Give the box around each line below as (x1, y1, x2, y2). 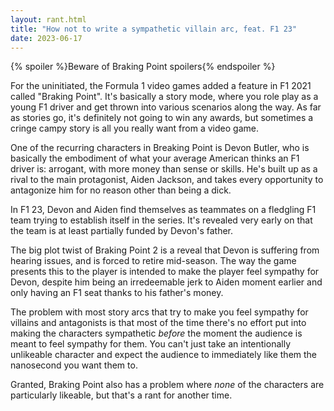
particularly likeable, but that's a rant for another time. (10, 389, 233, 401)
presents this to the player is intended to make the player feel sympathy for (10, 266, 320, 278)
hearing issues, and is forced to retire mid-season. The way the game (10, 255, 297, 267)
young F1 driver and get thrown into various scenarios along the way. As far (10, 101, 322, 113)
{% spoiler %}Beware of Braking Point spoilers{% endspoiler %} (10, 61, 276, 73)
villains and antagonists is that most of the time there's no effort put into (10, 317, 307, 329)
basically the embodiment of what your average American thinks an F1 (10, 152, 300, 165)
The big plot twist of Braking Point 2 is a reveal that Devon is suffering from (10, 244, 320, 256)
